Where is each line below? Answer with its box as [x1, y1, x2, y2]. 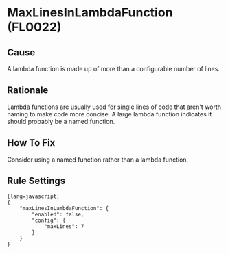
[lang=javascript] [7, 193, 60, 200]
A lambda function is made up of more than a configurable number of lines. [7, 65, 220, 73]
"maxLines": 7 [43, 223, 84, 230]
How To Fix [7, 137, 56, 149]
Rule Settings [7, 175, 66, 187]
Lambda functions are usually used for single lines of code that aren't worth [7, 103, 222, 111]
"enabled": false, [32, 211, 84, 218]
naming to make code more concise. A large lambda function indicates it [7, 110, 212, 118]
